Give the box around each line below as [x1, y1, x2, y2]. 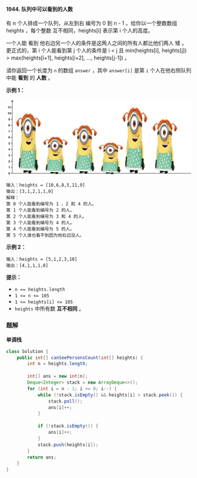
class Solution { [6, 348, 49, 354]
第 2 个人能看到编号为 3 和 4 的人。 [6, 214, 87, 220]
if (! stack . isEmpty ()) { [37, 423, 99, 429]
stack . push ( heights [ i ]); [37, 441, 99, 448]
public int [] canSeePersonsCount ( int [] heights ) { [16, 355, 143, 361]
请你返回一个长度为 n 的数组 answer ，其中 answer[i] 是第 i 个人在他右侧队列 [6, 67, 192, 74]
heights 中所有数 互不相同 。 [14, 305, 84, 312]
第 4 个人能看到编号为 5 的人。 [6, 226, 75, 233]
